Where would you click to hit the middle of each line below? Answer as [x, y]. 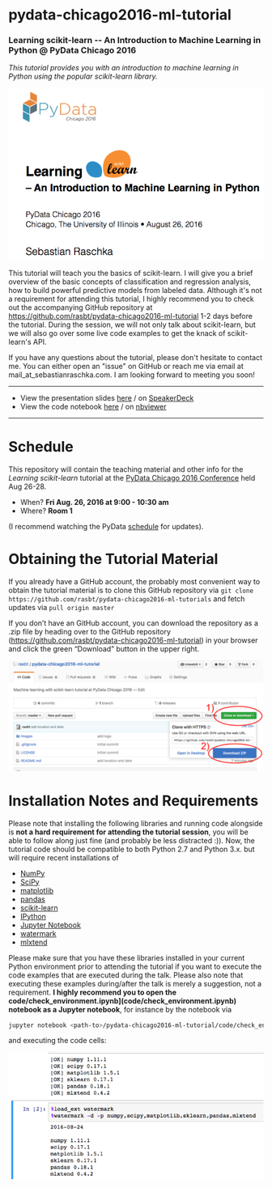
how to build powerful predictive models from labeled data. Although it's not [135, 291]
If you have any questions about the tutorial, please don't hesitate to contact [136, 358]
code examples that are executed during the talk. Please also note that [126, 975]
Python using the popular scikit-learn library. [83, 76]
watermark [38, 933]
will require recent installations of [64, 857]
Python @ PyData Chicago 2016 [72, 50]
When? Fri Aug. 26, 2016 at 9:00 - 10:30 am [94, 503]
